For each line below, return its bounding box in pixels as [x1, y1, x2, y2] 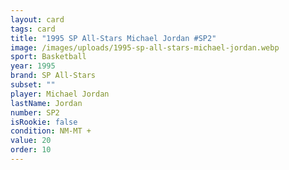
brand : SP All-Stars [10, 71, 97, 81]
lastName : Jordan [10, 98, 83, 108]
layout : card [10, 14, 65, 25]
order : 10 [10, 145, 52, 155]
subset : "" [10, 80, 56, 90]
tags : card [10, 24, 56, 34]
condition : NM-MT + [10, 126, 92, 136]
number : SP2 [10, 107, 60, 118]
